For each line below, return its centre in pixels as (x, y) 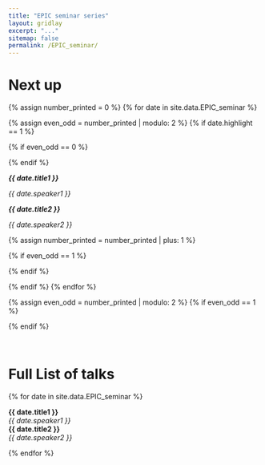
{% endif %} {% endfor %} (52, 287)
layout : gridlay (35, 23)
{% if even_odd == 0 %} (48, 147)
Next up (35, 85)
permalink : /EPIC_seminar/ (53, 46)
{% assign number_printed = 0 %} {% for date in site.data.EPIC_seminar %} (133, 107)
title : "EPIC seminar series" (59, 16)
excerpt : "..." (34, 30)
